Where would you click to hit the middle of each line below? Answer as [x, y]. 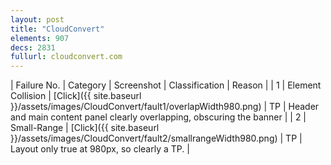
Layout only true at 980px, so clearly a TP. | [100, 149]
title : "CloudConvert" [57, 29]
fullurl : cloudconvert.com [66, 57]
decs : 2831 [33, 47]
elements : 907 [40, 38]
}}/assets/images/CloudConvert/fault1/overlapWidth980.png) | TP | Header [165, 107]
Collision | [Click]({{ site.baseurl [76, 96]
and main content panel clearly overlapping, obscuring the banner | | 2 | [158, 117]
